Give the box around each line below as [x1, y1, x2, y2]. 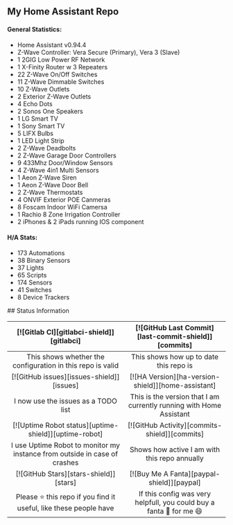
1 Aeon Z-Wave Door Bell [17, 180, 89, 189]
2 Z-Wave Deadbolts [17, 144, 76, 152]
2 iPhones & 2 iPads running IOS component [17, 217, 144, 225]
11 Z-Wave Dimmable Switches [17, 77, 105, 86]
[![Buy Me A [129, 469, 169, 479]
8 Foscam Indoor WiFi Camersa [17, 203, 107, 211]
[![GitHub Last [135, 322, 184, 332]
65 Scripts [17, 270, 47, 279]
